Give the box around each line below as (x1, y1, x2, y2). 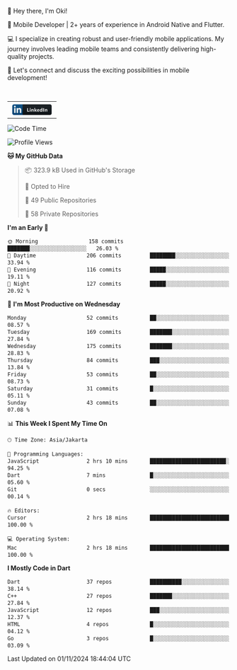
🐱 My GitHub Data (7, 152, 64, 161)
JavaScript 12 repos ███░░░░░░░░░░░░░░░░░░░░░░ (7, 607, 230, 614)
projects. (28, 52, 54, 60)
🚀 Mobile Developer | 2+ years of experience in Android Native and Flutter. (7, 21, 225, 28)
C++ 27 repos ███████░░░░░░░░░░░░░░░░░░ (7, 593, 230, 600)
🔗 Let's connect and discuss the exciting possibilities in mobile (7, 66, 190, 74)
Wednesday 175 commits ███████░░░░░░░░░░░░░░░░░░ (7, 343, 230, 350)
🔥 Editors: (7, 507, 40, 514)
